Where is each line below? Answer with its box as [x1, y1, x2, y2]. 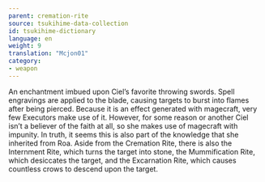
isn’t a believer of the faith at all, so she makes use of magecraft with [8, 121, 238, 130]
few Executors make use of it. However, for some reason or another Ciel [8, 112, 249, 122]
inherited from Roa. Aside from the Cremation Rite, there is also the [8, 138, 233, 148]
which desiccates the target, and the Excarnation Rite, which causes [8, 155, 237, 165]
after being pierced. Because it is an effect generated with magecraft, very [8, 104, 258, 113]
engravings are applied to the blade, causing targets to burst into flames [8, 95, 250, 105]
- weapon [8, 65, 38, 73]
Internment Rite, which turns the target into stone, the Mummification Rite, [8, 146, 255, 156]
